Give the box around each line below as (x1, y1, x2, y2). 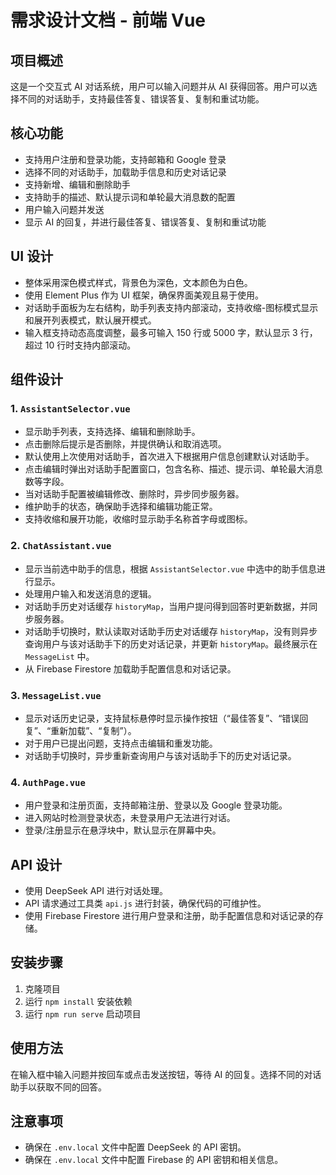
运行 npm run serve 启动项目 (24, 1007, 142, 1020)
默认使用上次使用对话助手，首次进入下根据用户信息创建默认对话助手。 (24, 451, 315, 463)
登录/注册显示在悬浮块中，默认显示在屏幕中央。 (24, 824, 222, 836)
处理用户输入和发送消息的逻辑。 (24, 587, 157, 600)
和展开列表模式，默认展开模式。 (24, 314, 157, 326)
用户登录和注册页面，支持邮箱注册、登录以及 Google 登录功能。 (24, 799, 288, 811)
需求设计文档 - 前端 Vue (10, 9, 207, 32)
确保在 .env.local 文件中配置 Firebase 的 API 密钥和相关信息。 (24, 1154, 284, 1166)
